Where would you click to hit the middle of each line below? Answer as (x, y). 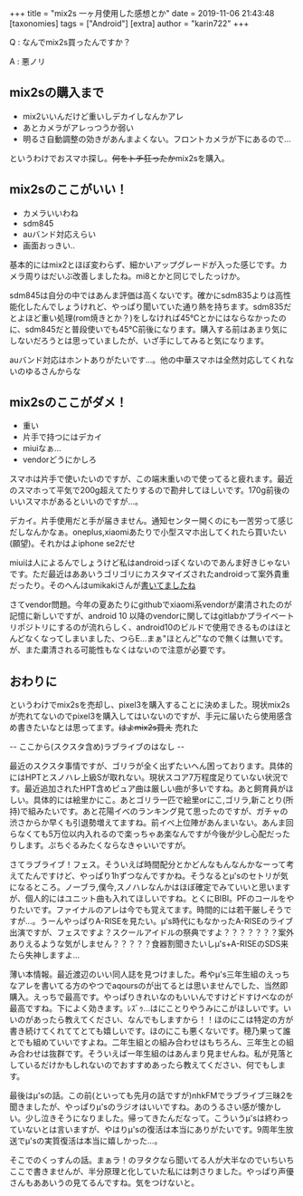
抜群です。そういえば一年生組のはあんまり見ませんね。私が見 (163, 1054)
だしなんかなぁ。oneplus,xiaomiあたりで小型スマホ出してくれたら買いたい (148, 532)
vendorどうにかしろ (60, 459)
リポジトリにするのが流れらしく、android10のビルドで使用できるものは (142, 627)
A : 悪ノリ (28, 61)
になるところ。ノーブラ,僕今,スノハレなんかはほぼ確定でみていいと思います (150, 887)
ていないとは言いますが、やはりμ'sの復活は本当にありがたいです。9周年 (144, 1130)
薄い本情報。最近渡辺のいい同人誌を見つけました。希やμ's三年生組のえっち (150, 974)
